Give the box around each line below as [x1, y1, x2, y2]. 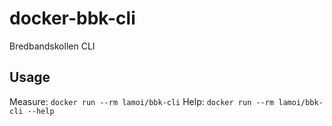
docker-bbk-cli [9, 7, 136, 30]
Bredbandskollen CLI [9, 40, 96, 52]
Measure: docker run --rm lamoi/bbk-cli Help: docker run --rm [9, 95, 275, 107]
